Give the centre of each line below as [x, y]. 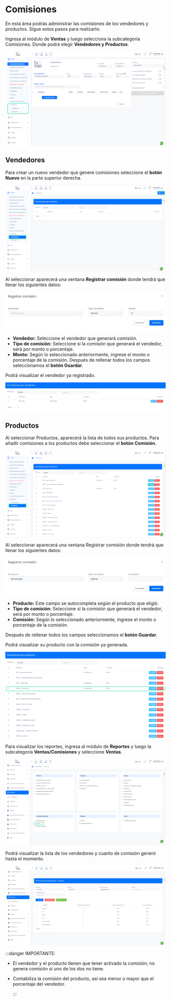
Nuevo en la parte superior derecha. [44, 178]
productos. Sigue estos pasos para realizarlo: [53, 29]
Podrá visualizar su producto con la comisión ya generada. [67, 645]
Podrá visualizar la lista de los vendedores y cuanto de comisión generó [81, 853]
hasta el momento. [25, 859]
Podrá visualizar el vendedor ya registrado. [50, 376]
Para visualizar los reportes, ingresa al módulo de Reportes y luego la [78, 746]
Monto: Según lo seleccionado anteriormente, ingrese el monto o [81, 355]
